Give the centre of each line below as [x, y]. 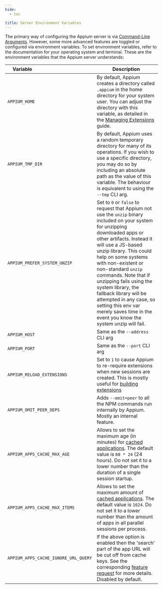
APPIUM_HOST [21, 335]
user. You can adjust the [124, 101]
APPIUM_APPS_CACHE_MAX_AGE [39, 454]
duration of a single [119, 472]
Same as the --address [123, 332]
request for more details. [125, 573]
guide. [104, 126]
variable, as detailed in [122, 114]
